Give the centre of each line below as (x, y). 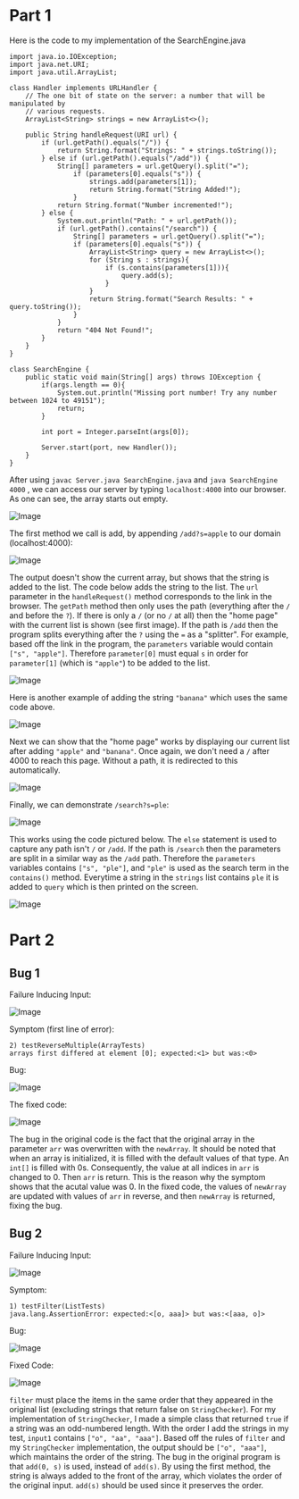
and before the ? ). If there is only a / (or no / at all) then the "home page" (144, 615)
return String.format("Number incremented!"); (145, 205)
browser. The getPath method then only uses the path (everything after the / (150, 606)
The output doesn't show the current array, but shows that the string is (139, 577)
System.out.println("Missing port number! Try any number (167, 393)
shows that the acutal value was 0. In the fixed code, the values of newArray (148, 1186)
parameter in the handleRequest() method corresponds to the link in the (141, 596)
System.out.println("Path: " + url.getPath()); (147, 221)
